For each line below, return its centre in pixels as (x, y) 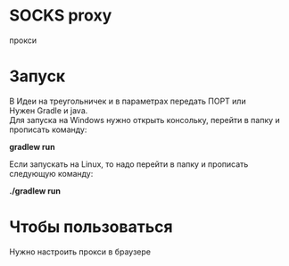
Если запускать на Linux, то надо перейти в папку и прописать (129, 164)
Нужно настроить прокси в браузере (80, 252)
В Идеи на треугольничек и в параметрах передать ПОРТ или (128, 101)
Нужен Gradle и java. (49, 110)
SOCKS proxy (61, 16)
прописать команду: (48, 129)
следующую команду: (51, 173)
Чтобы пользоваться (91, 227)
